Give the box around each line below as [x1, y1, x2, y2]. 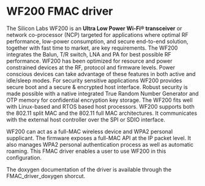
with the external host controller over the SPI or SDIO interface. [6, 115, 165, 123]
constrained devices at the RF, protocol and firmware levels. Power [6, 63, 176, 71]
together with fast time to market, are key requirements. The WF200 [6, 44, 178, 52]
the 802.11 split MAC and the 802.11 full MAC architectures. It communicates [6, 109, 198, 117]
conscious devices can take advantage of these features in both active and [6, 70, 196, 77]
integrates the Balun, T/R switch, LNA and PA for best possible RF [6, 50, 171, 58]
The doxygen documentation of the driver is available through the [6, 166, 172, 173]
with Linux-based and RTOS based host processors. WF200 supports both [6, 103, 195, 110]
